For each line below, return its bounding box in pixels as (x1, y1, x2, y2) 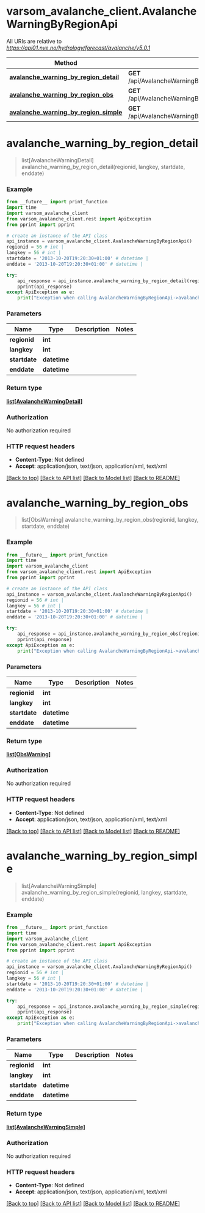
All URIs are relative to (6, 37, 62, 45)
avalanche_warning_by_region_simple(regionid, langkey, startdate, (21, 888, 188, 896)
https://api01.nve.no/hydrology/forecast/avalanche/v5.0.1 (6, 44, 151, 51)
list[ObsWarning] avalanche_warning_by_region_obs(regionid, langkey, (21, 516, 199, 524)
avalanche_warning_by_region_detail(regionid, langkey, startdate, (21, 163, 185, 170)
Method (54, 58, 77, 67)
